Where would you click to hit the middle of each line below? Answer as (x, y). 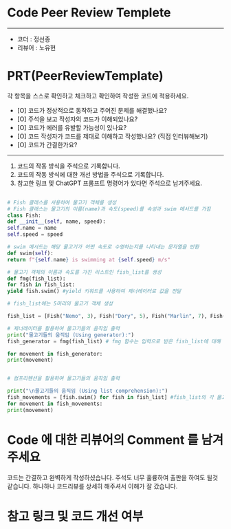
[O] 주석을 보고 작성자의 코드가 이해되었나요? (77, 119)
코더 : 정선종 (34, 39)
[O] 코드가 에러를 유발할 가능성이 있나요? (72, 127)
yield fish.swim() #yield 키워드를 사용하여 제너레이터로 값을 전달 (94, 291)
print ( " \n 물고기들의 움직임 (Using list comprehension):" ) (88, 391)
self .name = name (32, 228)
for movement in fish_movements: (55, 404)
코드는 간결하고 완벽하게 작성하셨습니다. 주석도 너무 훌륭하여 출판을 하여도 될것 (113, 477)
